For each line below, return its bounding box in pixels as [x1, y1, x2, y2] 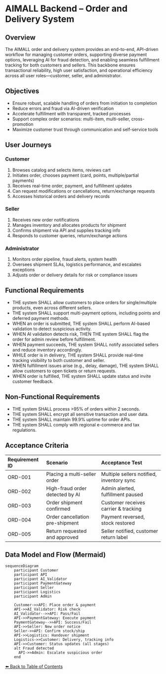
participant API [14, 572, 48, 577]
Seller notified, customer [101, 527, 158, 534]
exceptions [12, 267, 35, 273]
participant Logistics [14, 590, 61, 595]
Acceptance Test [101, 459, 142, 466]
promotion [12, 121, 34, 127]
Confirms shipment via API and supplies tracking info [12, 227, 121, 233]
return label [101, 533, 128, 540]
